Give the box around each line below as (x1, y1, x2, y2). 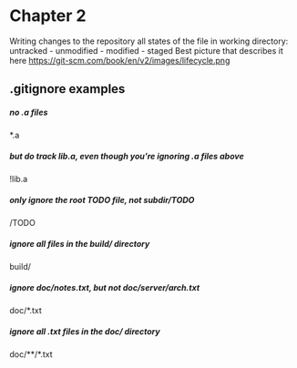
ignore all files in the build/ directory (9, 238, 150, 249)
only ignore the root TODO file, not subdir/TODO (9, 194, 195, 205)
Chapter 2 (9, 5, 87, 26)
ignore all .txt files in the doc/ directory (9, 325, 161, 337)
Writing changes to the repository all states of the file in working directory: (9, 36, 289, 46)
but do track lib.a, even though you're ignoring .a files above (9, 150, 244, 161)
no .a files (9, 107, 48, 118)
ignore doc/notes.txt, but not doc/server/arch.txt (9, 281, 200, 292)
